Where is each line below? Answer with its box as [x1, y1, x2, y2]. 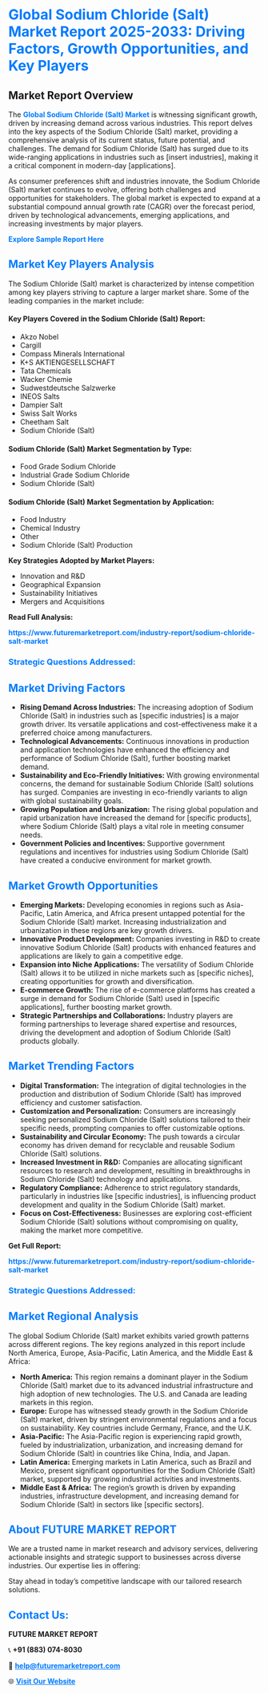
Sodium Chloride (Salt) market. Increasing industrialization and [19, 917, 226, 927]
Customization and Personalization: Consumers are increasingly [19, 1106, 236, 1116]
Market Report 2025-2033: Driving [8, 22, 246, 41]
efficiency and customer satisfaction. [19, 1097, 142, 1107]
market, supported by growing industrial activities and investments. [19, 1474, 242, 1483]
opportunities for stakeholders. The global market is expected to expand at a [8, 194, 261, 203]
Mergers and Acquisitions [19, 597, 106, 606]
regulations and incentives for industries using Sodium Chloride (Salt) [19, 847, 250, 857]
